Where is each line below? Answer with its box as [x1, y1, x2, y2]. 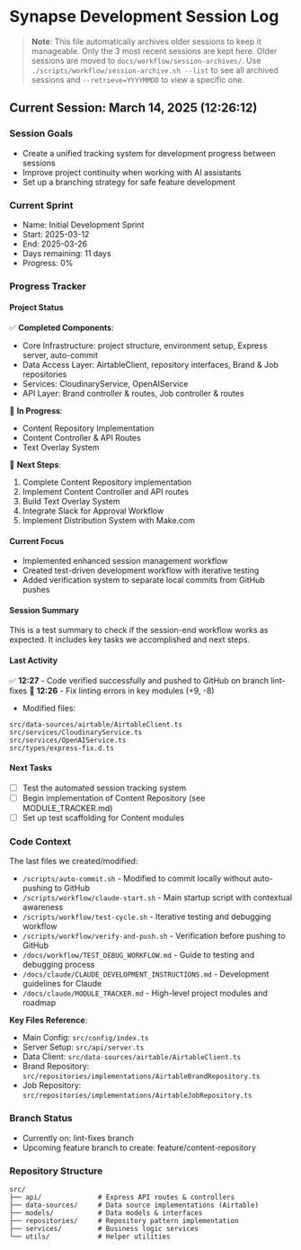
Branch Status [9, 1112, 74, 1125]
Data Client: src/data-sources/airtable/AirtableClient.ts [22, 1051, 242, 1062]
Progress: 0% [22, 257, 74, 268]
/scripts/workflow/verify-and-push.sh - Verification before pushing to [22, 931, 286, 942]
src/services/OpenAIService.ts [9, 736, 127, 745]
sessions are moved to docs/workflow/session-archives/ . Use [31, 55, 261, 66]
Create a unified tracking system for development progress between [22, 147, 276, 158]
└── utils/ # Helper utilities [9, 1232, 171, 1241]
